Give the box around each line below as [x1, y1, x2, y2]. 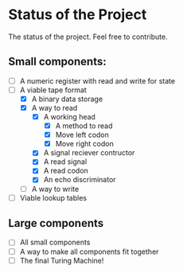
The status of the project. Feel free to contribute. [8, 32, 169, 41]
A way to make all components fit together [19, 247, 159, 256]
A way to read [31, 103, 78, 112]
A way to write [31, 184, 80, 193]
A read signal [43, 157, 88, 166]
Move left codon [55, 130, 110, 140]
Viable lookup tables [19, 193, 88, 202]
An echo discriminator [43, 175, 117, 185]
